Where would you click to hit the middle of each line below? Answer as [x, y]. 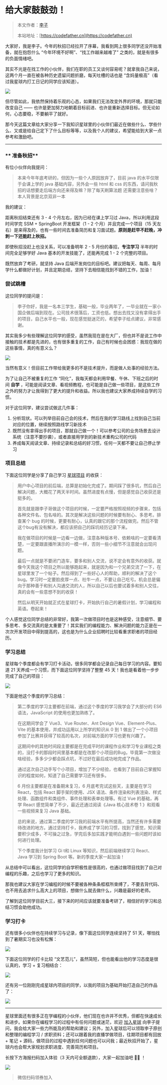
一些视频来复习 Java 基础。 [45, 811]
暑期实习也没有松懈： [36, 939]
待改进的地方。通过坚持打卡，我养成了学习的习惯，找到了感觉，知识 [87, 828]
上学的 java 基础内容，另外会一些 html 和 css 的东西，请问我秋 [94, 184]
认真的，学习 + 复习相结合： [34, 965]
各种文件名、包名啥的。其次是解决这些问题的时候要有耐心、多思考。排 [89, 514]
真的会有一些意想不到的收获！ [48, 591]
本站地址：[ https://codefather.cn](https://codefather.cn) [75, 35]
